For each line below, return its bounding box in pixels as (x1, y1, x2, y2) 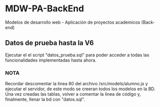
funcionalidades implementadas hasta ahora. (5, 57, 97, 63)
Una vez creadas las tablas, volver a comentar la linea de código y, (5, 91, 141, 97)
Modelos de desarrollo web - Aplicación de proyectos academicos (5, 19, 141, 25)
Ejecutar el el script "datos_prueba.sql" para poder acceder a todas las (5, 52, 150, 58)
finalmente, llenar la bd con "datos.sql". (5, 97, 85, 103)
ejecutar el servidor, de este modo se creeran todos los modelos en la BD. (5, 86, 156, 92)
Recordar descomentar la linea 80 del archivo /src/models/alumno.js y (5, 81, 148, 87)
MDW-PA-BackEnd (5, 3, 84, 14)
